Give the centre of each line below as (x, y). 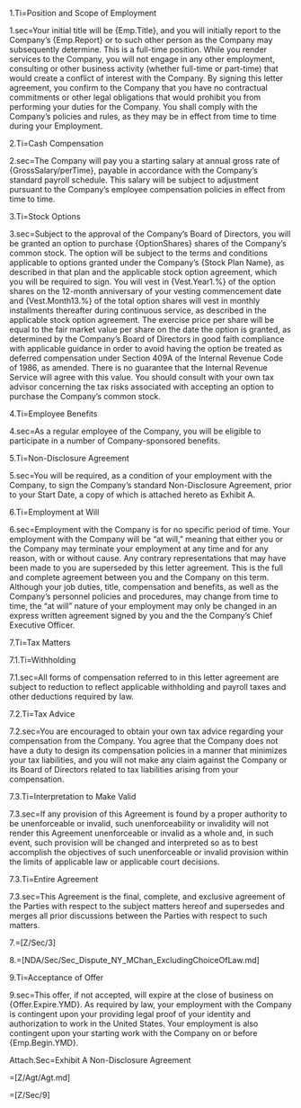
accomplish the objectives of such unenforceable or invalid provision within (149, 852)
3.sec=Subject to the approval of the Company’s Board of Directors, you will (150, 234)
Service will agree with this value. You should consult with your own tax (142, 377)
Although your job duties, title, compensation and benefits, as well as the (144, 587)
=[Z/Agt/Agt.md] (40, 1077)
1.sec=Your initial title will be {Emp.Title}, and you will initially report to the (145, 30)
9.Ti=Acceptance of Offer (57, 978)
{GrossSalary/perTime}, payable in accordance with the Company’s (133, 170)
